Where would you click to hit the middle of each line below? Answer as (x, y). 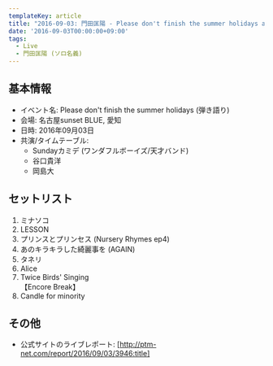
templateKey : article (45, 16)
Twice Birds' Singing (54, 277)
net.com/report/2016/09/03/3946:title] (85, 354)
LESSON (35, 229)
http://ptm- (138, 344)
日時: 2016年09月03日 (57, 130)
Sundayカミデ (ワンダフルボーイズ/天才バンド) (110, 150)
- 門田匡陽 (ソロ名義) (49, 54)
